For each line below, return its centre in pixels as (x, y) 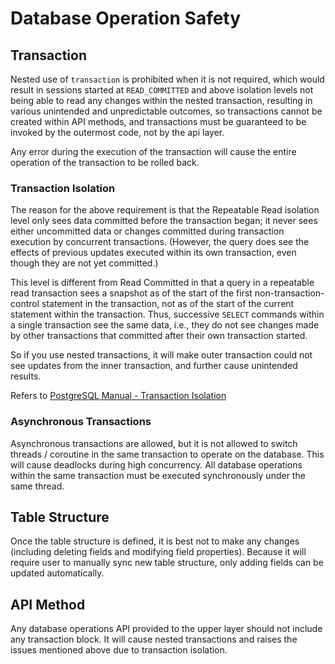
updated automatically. (57, 573)
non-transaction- (289, 293)
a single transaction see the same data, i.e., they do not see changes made (165, 325)
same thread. (37, 486)
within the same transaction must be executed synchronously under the (158, 475)
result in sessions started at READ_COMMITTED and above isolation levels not (162, 90)
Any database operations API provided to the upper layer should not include (166, 629)
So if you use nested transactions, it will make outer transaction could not (161, 355)
